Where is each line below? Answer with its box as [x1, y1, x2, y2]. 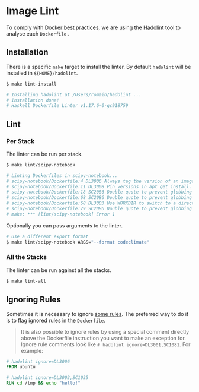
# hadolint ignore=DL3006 [6, 358, 70, 365]
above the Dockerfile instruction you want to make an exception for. [20, 334, 187, 342]
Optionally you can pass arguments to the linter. [6, 222, 123, 229]
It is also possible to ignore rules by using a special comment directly [20, 328, 190, 335]
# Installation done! [6, 97, 60, 103]
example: [20, 347, 43, 354]
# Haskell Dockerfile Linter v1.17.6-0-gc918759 [6, 103, 129, 109]
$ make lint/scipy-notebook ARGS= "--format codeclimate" [6, 239, 150, 245]
